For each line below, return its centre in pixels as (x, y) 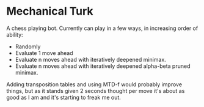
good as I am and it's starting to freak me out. (64, 97)
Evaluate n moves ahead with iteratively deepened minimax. (90, 59)
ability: (15, 34)
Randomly (28, 46)
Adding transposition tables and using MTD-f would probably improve (94, 84)
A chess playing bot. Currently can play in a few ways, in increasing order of (102, 28)
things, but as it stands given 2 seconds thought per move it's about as (96, 90)
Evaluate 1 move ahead (44, 53)
